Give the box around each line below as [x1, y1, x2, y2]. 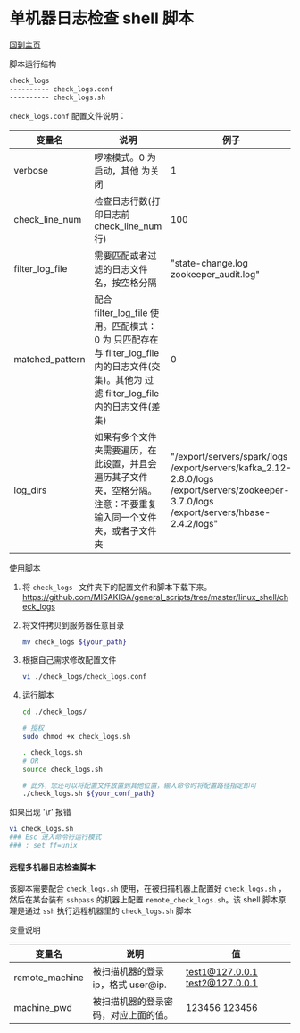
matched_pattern [13, 352, 86, 365]
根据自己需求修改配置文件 [21, 655, 117, 665]
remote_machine [13, 971, 85, 984]
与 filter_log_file [93, 346, 160, 359]
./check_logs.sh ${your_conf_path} [21, 789, 155, 799]
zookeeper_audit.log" [170, 267, 261, 280]
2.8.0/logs [170, 472, 214, 485]
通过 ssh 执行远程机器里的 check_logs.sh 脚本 [24, 905, 192, 917]
